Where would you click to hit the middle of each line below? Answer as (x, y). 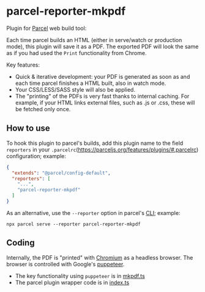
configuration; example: (36, 156)
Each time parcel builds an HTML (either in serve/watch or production (94, 40)
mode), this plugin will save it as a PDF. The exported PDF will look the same (102, 46)
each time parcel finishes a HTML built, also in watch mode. (91, 83)
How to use (28, 129)
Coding (20, 243)
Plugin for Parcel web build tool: (47, 28)
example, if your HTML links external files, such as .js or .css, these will (105, 103)
